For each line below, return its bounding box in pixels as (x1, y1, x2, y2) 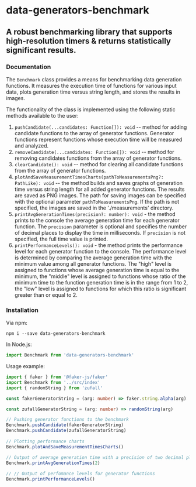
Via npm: (6, 320, 27, 327)
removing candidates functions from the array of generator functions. (14, 155, 182, 162)
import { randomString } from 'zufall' (6, 385, 103, 391)
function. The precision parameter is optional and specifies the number (14, 223, 187, 230)
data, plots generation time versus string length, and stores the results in (6, 88, 181, 95)
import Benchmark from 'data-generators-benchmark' (6, 352, 134, 358)
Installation (6, 306, 39, 314)
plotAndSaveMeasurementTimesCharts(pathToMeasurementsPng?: (14, 174, 164, 180)
